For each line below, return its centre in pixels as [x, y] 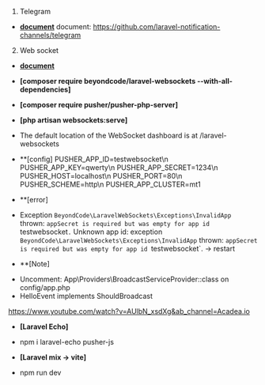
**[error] [34, 200]
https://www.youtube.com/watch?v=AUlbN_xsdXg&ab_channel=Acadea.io [129, 311]
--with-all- [215, 81]
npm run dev [40, 372]
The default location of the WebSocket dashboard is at [109, 135]
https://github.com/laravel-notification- [157, 26]
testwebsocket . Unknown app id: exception [91, 232]
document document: [55, 26]
